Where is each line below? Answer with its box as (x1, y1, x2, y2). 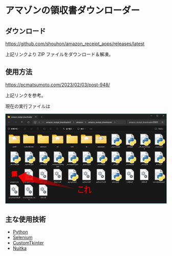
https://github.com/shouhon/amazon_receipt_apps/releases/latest (5, 41, 145, 47)
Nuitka (12, 245, 27, 251)
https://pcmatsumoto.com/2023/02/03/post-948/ (5, 82, 110, 88)
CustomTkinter (12, 240, 45, 246)
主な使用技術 (5, 215, 46, 224)
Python (12, 229, 28, 235)
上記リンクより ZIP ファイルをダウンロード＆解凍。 (5, 51, 114, 57)
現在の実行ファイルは (5, 103, 50, 109)
